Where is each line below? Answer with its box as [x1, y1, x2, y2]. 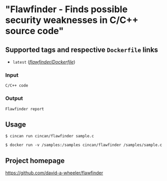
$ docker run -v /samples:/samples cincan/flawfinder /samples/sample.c [5, 142, 162, 148]
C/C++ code [5, 83, 28, 88]
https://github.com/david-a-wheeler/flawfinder [5, 170, 103, 176]
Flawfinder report [5, 106, 44, 111]
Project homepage [5, 156, 65, 165]
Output [5, 95, 23, 102]
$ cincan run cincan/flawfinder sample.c [5, 134, 94, 139]
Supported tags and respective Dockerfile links [5, 45, 158, 54]
